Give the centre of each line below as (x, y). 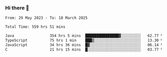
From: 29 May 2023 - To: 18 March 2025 (46, 18)
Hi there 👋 (17, 8)
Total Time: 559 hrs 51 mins (35, 27)
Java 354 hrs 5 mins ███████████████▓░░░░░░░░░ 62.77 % (84, 36)
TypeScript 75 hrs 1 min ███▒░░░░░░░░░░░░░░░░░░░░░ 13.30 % (84, 40)
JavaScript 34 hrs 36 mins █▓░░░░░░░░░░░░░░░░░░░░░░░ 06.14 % (84, 45)
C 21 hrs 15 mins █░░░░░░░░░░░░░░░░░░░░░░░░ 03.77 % (84, 49)
